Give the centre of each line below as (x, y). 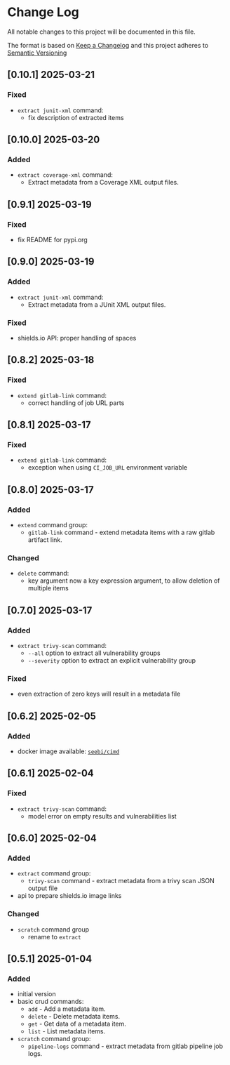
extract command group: (54, 873)
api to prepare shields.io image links (69, 896)
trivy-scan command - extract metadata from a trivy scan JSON (121, 881)
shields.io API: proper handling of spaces (77, 338)
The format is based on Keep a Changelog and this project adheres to (108, 45)
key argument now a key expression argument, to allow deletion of (124, 581)
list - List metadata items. (67, 1031)
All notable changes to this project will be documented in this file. (102, 32)
